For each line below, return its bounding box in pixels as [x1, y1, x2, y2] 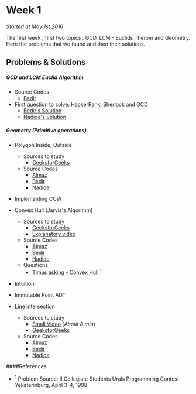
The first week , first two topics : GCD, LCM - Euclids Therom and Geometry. [6, 34, 191, 41]
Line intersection [14, 303, 56, 310]
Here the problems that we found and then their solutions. [6, 40, 146, 47]
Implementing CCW [14, 196, 62, 203]
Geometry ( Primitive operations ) [6, 126, 87, 133]
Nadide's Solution [23, 114, 66, 121]
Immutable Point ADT [14, 291, 66, 299]
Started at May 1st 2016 [6, 23, 63, 30]
